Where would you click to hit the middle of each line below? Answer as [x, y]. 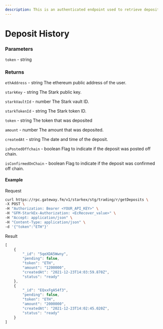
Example [14, 180]
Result [11, 236]
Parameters [19, 49]
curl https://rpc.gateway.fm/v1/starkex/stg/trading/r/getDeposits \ [77, 200]
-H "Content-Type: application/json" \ [45, 222]
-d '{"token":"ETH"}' [27, 227]
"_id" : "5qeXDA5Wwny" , [45, 254]
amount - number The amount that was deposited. [54, 130]
